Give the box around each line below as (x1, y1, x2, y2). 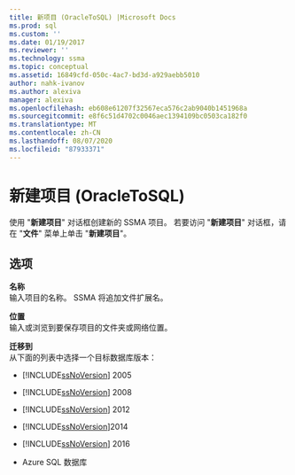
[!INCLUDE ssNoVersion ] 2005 (21, 370, 132, 381)
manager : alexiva (9, 95, 74, 105)
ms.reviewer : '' (9, 46, 69, 55)
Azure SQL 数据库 (21, 457, 88, 468)
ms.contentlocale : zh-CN (9, 128, 101, 137)
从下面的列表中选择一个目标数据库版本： (9, 352, 157, 363)
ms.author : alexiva (9, 87, 82, 96)
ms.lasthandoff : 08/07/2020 (9, 136, 113, 145)
